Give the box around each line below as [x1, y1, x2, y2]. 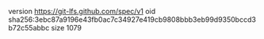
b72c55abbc [8, 23, 50, 32]
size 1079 [51, 23, 82, 32]
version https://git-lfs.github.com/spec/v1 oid [8, 7, 156, 16]
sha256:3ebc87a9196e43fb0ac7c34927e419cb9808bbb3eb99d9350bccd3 [8, 15, 256, 24]
